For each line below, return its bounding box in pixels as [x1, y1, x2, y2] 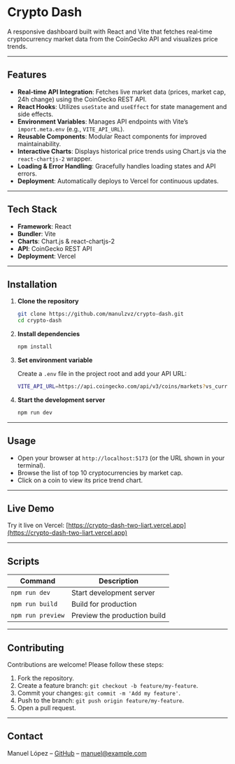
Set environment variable [17, 356, 93, 364]
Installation [7, 278, 57, 290]
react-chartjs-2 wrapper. [17, 154, 92, 163]
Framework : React [17, 222, 72, 231]
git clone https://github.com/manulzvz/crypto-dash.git [17, 310, 184, 318]
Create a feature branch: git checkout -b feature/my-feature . [17, 682, 199, 689]
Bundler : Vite [17, 229, 56, 238]
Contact [7, 730, 43, 742]
